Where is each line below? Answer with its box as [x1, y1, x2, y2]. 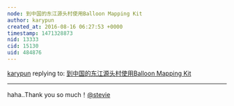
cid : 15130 [7, 43, 39, 50]
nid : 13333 [7, 36, 39, 43]
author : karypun [7, 17, 54, 24]
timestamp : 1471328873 [7, 29, 73, 37]
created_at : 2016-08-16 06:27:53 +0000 [7, 23, 123, 30]
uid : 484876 [7, 50, 42, 56]
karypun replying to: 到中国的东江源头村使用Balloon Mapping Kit [7, 69, 192, 77]
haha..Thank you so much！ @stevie [7, 90, 111, 98]
